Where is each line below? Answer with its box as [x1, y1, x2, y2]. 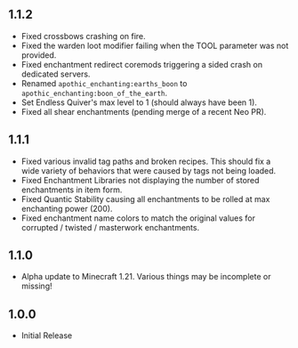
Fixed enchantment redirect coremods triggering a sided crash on [20, 59, 263, 69]
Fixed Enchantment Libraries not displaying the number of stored [20, 174, 260, 185]
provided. [20, 49, 57, 61]
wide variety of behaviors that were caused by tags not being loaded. [20, 165, 277, 176]
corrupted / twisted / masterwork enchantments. [20, 222, 200, 232]
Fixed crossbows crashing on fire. [20, 30, 146, 41]
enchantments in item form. [20, 184, 123, 195]
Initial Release [20, 330, 73, 341]
